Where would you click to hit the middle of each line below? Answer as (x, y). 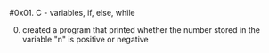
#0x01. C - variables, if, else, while (72, 13)
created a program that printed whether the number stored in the (141, 30)
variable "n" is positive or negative (85, 39)
